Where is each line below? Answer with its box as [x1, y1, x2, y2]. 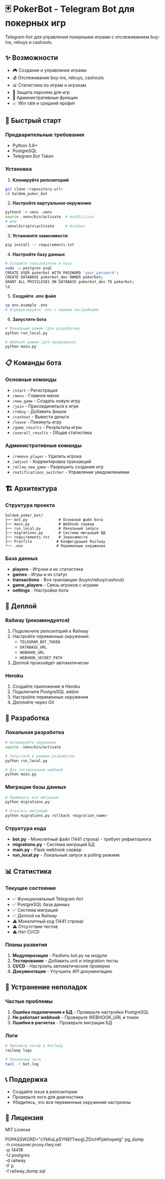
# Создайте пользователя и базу [5, 261, 72, 266]
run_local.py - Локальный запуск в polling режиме [12, 852, 120, 858]
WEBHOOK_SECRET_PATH [19, 655, 63, 660]
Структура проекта [5, 502, 55, 509]
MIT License [5, 1127, 31, 1133]
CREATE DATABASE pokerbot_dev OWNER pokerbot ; [5, 275, 103, 280]
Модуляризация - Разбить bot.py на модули [12, 953, 107, 959]
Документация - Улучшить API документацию [12, 968, 113, 974]
